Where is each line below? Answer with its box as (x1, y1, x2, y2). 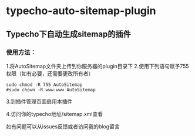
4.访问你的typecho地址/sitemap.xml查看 (6, 110, 103, 117)
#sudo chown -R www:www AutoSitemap (6, 87, 96, 92)
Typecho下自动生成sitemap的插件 (6, 29, 131, 39)
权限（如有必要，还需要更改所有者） (6, 69, 94, 77)
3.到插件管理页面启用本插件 (6, 98, 73, 105)
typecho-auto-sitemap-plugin (6, 4, 157, 18)
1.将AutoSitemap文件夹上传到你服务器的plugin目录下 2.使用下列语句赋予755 (6, 62, 189, 69)
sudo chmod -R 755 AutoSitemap (6, 81, 83, 88)
